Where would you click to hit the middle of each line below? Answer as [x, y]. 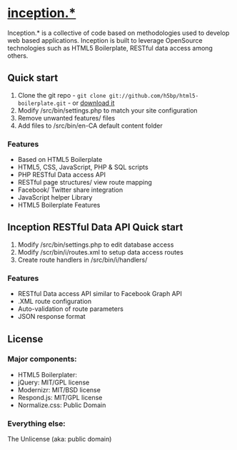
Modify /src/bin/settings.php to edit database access [96, 245]
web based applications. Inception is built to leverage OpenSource [105, 40]
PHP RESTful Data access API [61, 175]
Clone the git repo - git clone [62, 95]
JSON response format [51, 317]
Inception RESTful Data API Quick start [95, 227]
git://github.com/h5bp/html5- [154, 96]
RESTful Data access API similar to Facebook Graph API [100, 294]
